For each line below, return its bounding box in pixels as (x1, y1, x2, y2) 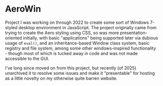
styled (5, 24, 18, 30)
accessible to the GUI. (5, 55, 50, 61)
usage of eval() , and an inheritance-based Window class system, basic (5, 40, 150, 46)
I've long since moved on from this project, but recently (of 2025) (5, 65, 137, 71)
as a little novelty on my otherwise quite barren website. (5, 75, 118, 81)
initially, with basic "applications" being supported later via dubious (22, 35, 159, 41)
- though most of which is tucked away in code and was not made (5, 50, 138, 56)
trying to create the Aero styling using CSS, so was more (5, 30, 119, 35)
